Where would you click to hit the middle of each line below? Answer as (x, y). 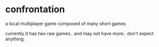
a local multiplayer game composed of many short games (65, 24)
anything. (15, 39)
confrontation (35, 9)
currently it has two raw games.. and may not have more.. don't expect (79, 33)
